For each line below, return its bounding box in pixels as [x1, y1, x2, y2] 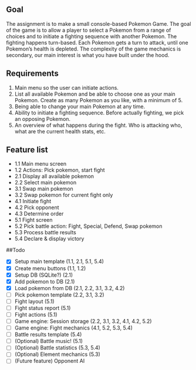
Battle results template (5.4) [14, 331, 82, 338]
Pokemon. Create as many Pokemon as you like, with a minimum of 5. [14, 96, 183, 103]
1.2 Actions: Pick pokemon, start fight [14, 167, 105, 174]
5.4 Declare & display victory [14, 235, 85, 243]
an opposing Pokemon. [14, 115, 71, 122]
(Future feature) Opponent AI [14, 358, 85, 365]
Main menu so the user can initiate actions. [14, 84, 119, 91]
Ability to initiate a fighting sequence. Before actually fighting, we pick [14, 109, 184, 116]
